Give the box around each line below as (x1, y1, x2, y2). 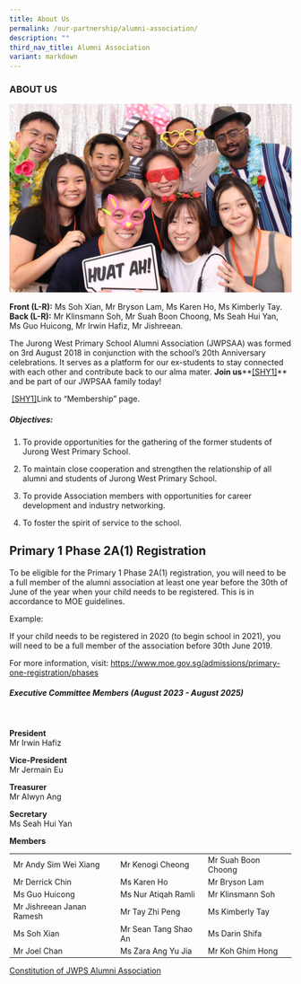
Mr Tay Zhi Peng (120, 906, 181, 917)
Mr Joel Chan (13, 945, 64, 956)
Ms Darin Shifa (207, 928, 262, 939)
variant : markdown (9, 52, 78, 62)
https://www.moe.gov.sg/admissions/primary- (110, 657, 280, 668)
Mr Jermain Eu (9, 764, 64, 775)
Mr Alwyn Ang (9, 791, 62, 802)
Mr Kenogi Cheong (120, 859, 190, 870)
